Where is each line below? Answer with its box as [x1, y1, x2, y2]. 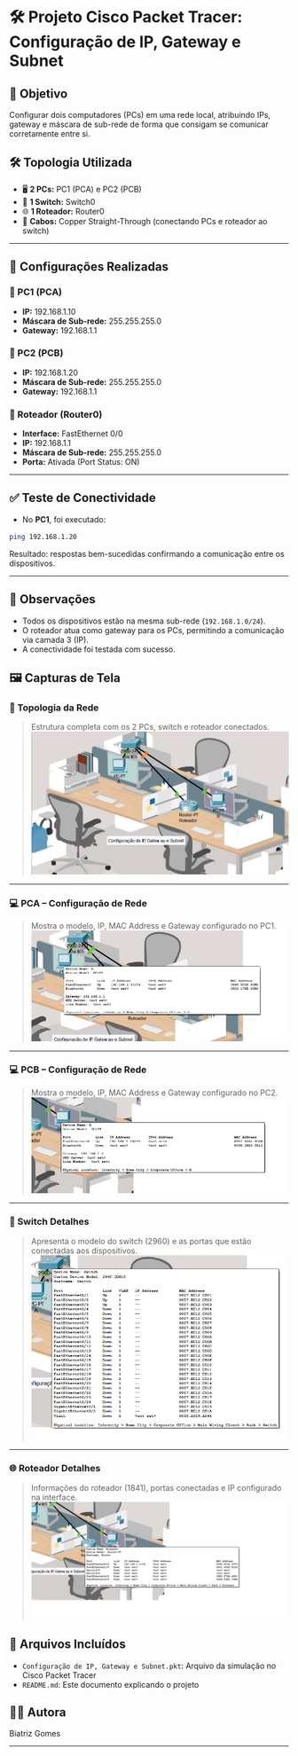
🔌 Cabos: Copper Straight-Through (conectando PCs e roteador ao [21, 216, 268, 226]
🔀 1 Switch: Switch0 [21, 196, 96, 207]
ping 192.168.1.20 [9, 532, 77, 541]
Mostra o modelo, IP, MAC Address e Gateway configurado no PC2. [30, 1087, 278, 1098]
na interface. [30, 1492, 78, 1502]
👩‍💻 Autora [9, 1705, 67, 1721]
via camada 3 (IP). [21, 634, 89, 645]
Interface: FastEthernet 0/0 [21, 428, 123, 439]
